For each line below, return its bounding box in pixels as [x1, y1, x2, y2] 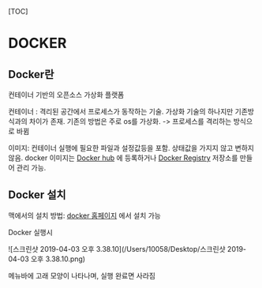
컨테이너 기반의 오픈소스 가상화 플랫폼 [8, 90, 125, 99]
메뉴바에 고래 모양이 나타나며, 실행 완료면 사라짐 [8, 271, 156, 280]
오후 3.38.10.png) [30, 254, 85, 264]
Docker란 [8, 67, 54, 81]
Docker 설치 [8, 189, 66, 202]
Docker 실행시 [8, 227, 53, 237]
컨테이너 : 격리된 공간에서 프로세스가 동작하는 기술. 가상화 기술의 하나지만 [8, 107, 234, 116]
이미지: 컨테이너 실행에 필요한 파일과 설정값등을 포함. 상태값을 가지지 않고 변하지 [8, 144, 255, 152]
